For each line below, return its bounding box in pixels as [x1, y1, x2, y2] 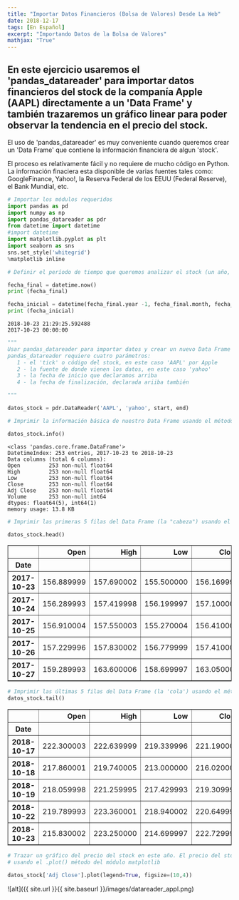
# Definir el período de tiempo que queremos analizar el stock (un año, [7, 268, 231, 275]
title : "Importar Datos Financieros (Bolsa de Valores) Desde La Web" [7, 10, 221, 18]
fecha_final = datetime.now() [7, 281, 97, 289]
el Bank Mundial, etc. [7, 182, 69, 190]
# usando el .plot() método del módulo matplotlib [7, 859, 161, 866]
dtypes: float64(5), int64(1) [7, 499, 97, 506]
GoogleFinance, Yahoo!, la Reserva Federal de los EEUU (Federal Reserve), [7, 174, 228, 183]
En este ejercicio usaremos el [7, 63, 140, 76]
